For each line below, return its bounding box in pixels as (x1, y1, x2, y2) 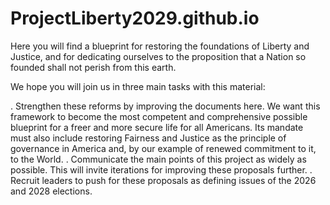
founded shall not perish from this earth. (10, 61, 177, 73)
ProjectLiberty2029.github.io (10, 7, 260, 30)
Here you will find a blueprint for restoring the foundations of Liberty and (10, 40, 310, 52)
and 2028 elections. (10, 185, 93, 197)
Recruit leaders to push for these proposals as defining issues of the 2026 (10, 174, 317, 186)
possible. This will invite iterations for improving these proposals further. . (10, 163, 313, 176)
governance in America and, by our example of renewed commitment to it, (10, 142, 317, 154)
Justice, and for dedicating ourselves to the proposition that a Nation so (10, 50, 307, 62)
